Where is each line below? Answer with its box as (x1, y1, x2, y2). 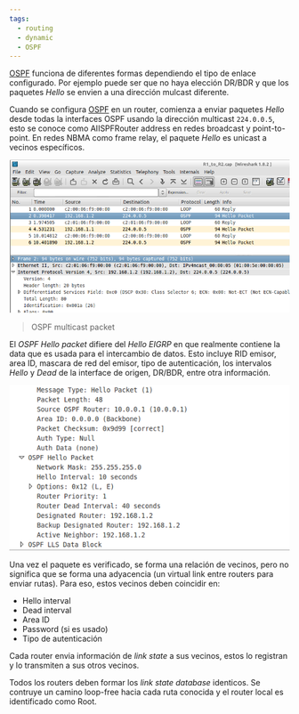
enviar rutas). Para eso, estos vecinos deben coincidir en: (9, 579, 221, 589)
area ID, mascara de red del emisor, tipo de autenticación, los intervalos (9, 357, 272, 369)
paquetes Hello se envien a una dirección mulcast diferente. (9, 87, 230, 98)
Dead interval (21, 605, 72, 616)
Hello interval (21, 596, 71, 606)
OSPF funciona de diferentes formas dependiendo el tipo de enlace (9, 68, 256, 79)
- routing (17, 23, 53, 33)
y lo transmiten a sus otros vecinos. (9, 660, 140, 671)
